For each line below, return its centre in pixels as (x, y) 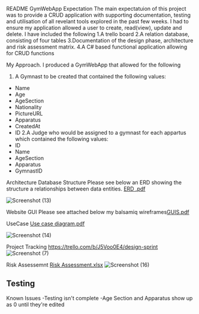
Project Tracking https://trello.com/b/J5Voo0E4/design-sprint (82, 247)
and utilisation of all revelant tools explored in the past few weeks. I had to (97, 21)
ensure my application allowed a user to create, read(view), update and (94, 28)
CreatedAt (28, 126)
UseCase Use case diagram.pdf (46, 224)
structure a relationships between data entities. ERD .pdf (76, 189)
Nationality (28, 107)
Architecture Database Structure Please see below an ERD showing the (94, 182)
